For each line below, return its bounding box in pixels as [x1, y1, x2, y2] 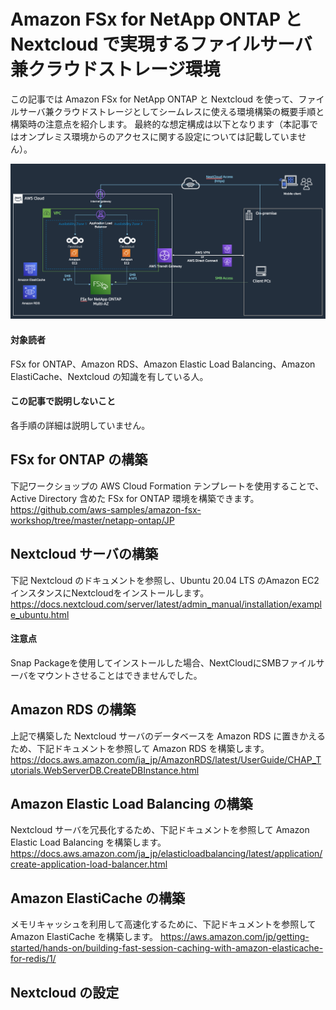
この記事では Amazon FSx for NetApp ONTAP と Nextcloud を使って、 [10, 93, 299, 105]
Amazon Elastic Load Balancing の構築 [10, 795, 253, 812]
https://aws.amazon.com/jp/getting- [159, 931, 310, 943]
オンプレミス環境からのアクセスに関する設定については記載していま [18, 130, 298, 142]
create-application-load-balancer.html [10, 858, 168, 870]
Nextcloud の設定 [10, 984, 120, 1001]
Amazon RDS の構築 [10, 701, 137, 719]
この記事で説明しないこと [10, 395, 116, 407]
